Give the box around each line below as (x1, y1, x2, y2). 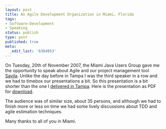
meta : (5, 44, 16, 49)
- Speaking (5, 26, 28, 31)
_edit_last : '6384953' (9, 48, 56, 53)
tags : (5, 16, 16, 21)
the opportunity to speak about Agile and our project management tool (5, 67, 150, 73)
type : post (5, 35, 28, 40)
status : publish (5, 30, 39, 35)
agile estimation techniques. (5, 108, 63, 114)
